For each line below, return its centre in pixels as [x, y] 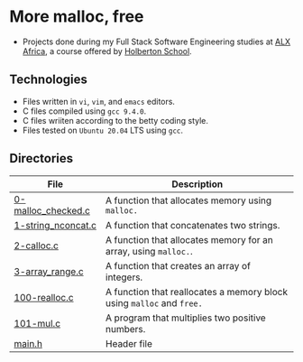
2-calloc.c [36, 246]
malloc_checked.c [52, 210]
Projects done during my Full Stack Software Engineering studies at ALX [156, 42]
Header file [129, 343]
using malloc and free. [154, 302]
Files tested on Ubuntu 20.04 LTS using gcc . [102, 130]
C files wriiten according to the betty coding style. [115, 120]
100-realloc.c [44, 297]
